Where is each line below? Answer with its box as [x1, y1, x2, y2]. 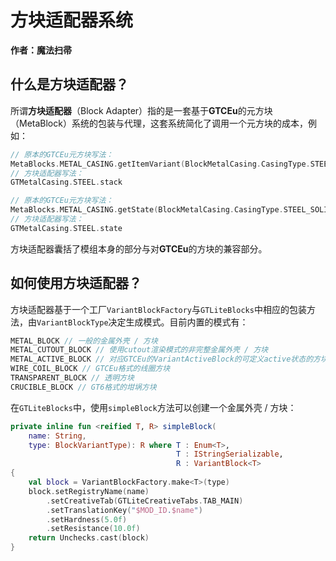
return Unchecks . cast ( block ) [28, 533, 150, 543]
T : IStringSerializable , [175, 449, 284, 460]
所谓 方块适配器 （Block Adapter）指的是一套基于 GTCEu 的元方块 [10, 104, 273, 116]
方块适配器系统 [10, 9, 134, 32]
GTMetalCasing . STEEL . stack [10, 177, 123, 188]
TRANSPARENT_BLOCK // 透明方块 [10, 373, 135, 383]
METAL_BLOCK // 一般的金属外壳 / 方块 [10, 336, 158, 346]
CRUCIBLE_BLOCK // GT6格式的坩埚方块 [10, 382, 157, 392]
